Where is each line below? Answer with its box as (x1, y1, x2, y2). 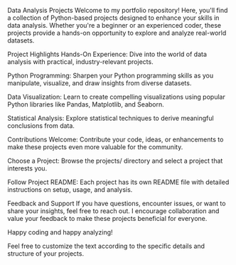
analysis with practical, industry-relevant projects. (7, 58, 154, 66)
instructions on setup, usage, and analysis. (7, 185, 133, 194)
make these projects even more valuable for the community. (7, 143, 183, 151)
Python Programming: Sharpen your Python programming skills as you (7, 71, 214, 80)
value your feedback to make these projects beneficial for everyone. (7, 215, 208, 222)
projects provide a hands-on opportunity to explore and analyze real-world (7, 28, 227, 37)
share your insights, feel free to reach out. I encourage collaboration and (7, 207, 220, 215)
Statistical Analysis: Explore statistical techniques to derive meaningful (7, 114, 215, 122)
